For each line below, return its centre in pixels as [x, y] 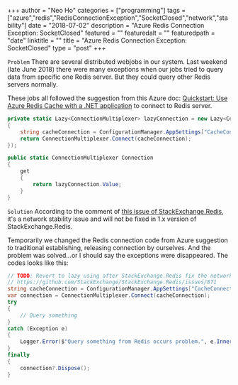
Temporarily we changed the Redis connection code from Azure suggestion [118, 240]
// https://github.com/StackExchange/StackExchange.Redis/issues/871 [112, 282]
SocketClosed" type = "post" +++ [57, 48]
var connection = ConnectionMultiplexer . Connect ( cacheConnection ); [109, 295]
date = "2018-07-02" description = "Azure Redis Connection [116, 25]
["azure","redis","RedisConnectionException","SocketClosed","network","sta [118, 18]
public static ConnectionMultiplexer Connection [80, 158]
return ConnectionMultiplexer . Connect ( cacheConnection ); [106, 139]
